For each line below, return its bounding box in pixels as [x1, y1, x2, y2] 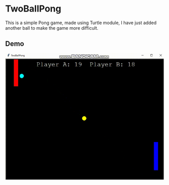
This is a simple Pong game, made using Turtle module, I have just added [5, 20, 157, 26]
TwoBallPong [5, 3, 61, 15]
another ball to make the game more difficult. [5, 25, 99, 31]
